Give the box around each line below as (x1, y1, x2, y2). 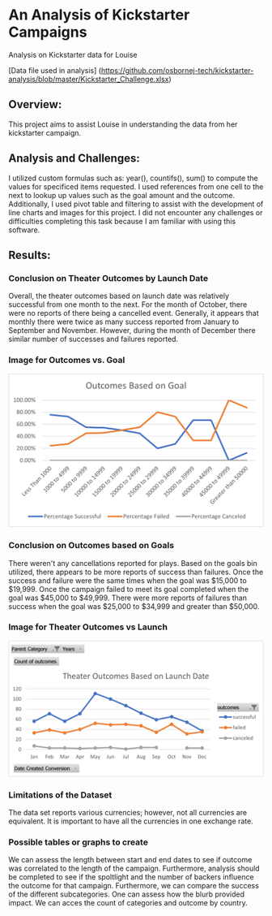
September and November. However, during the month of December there (8, 326, 257, 335)
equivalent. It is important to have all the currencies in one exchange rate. (8, 816, 253, 826)
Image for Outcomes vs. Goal (8, 355, 125, 366)
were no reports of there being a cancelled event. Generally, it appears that (8, 309, 259, 318)
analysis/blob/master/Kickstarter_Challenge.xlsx (8, 74, 169, 84)
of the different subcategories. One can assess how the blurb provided (8, 889, 245, 899)
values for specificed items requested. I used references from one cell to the (8, 181, 264, 192)
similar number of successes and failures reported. (8, 335, 179, 344)
